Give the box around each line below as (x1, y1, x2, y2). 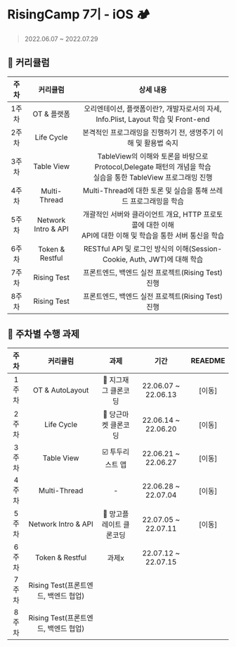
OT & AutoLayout (32, 385, 89, 395)
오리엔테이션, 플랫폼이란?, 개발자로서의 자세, (84, 104, 223, 113)
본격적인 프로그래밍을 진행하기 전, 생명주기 (82, 128, 216, 137)
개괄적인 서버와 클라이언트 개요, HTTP (82, 209, 202, 219)
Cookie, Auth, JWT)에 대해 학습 (102, 254, 204, 264)
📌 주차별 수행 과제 (7, 328, 79, 340)
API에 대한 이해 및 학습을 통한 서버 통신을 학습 (81, 230, 225, 240)
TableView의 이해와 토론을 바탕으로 (97, 151, 209, 161)
